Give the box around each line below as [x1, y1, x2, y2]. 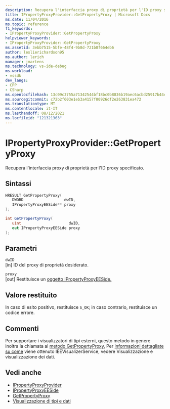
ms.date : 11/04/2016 [5, 17, 49, 22]
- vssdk [5, 73, 22, 78]
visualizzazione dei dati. [5, 353, 56, 359]
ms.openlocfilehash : [5, 92, 49, 97]
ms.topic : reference [5, 21, 49, 27]
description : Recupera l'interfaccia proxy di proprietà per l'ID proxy [5, 7, 162, 13]
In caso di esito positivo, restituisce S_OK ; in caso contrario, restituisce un [5, 304, 157, 310]
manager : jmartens [5, 59, 44, 64]
